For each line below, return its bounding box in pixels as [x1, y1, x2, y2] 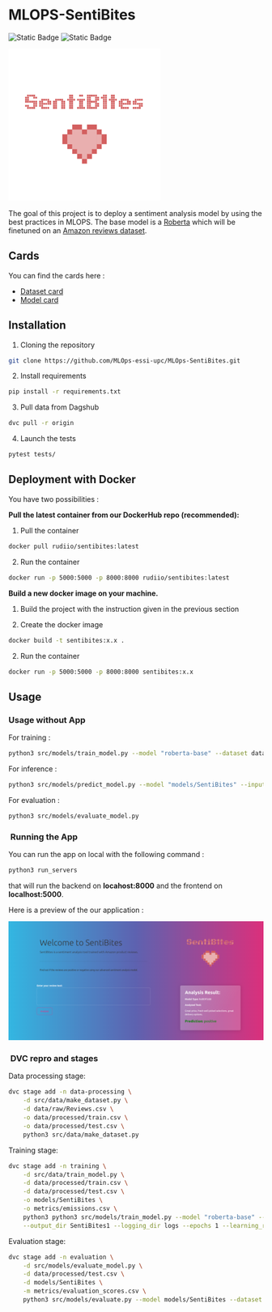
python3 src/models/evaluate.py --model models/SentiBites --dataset [23, 1296, 263, 1304]
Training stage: [8, 1145, 58, 1155]
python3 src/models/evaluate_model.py [8, 812, 139, 820]
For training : [8, 732, 51, 742]
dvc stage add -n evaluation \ [8, 1253, 114, 1261]
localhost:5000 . [8, 889, 64, 899]
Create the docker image [19, 619, 104, 629]
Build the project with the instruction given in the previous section [19, 604, 240, 614]
